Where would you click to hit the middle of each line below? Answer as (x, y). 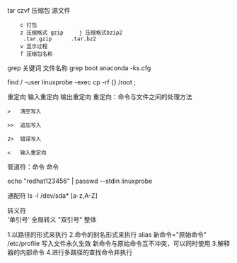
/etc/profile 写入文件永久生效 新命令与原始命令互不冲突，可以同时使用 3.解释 (119, 244)
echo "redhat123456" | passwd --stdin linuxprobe (80, 181)
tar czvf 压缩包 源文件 (39, 10)
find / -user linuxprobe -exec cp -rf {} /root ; (72, 82)
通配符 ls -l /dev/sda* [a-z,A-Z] (52, 196)
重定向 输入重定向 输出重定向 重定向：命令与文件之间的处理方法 (100, 97)
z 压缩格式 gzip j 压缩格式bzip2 (71, 33)
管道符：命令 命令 (33, 167)
